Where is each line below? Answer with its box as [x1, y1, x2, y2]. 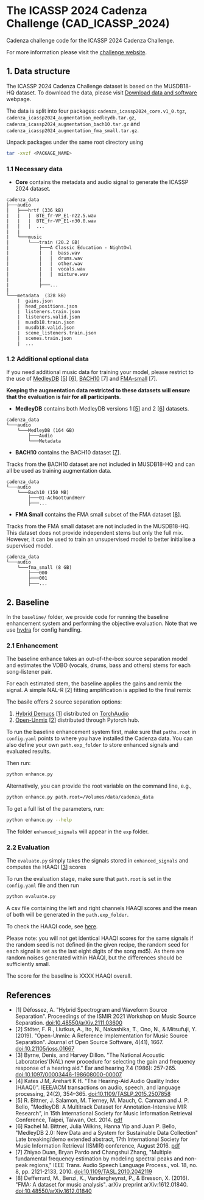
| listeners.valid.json [17, 314, 80, 320]
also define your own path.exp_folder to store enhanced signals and [6, 741, 178, 749]
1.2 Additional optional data [6, 355, 90, 363]
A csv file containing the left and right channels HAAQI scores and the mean [6, 905, 197, 912]
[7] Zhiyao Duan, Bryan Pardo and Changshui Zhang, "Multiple [15, 1148, 172, 1156]
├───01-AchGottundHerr [28, 495, 86, 501]
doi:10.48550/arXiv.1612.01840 [15, 1187, 93, 1195]
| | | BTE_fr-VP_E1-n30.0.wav [6, 217, 97, 224]
